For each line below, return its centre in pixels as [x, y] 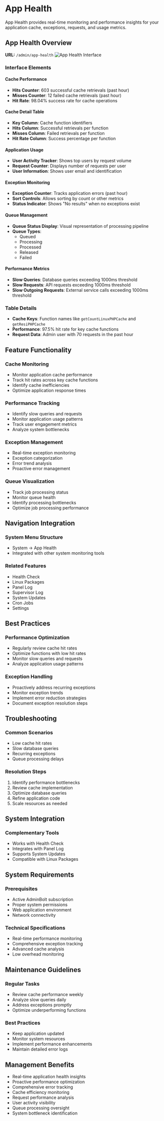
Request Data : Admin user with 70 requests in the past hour [73, 335]
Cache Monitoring [27, 364]
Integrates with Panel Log [38, 849]
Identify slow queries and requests [47, 414]
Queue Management [26, 215]
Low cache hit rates [32, 743]
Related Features [26, 566]
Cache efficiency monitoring [41, 1092]
